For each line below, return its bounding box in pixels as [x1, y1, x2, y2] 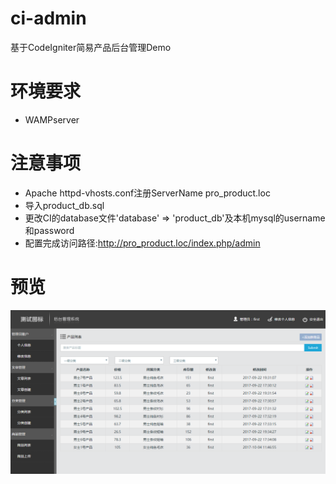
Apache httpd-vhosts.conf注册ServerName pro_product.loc [24, 187, 271, 199]
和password [24, 224, 75, 236]
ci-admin [10, 7, 87, 30]
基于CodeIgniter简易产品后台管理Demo [10, 41, 172, 53]
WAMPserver [24, 113, 80, 126]
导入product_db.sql [24, 199, 105, 211]
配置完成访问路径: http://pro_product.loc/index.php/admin [24, 237, 261, 249]
